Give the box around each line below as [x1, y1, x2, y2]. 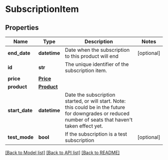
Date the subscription [64, 91, 116, 98]
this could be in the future [64, 104, 125, 111]
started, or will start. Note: [64, 98, 126, 104]
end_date [7, 50, 31, 56]
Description [84, 38, 113, 45]
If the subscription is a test [64, 131, 127, 138]
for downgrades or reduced [64, 110, 130, 117]
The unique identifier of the [64, 61, 129, 68]
